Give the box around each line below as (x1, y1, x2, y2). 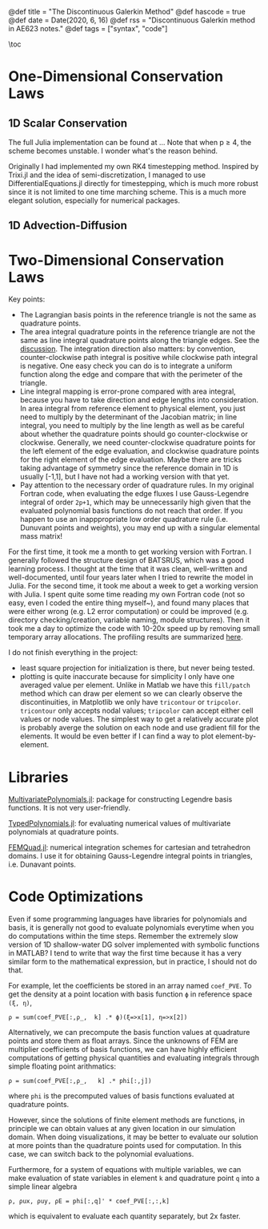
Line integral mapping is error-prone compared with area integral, (19, 386, 236, 396)
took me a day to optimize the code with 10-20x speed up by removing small (8, 624, 260, 633)
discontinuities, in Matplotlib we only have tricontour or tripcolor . (19, 697, 242, 707)
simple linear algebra (8, 1182, 78, 1191)
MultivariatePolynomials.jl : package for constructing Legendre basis (8, 794, 233, 804)
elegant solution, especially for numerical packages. (8, 196, 180, 205)
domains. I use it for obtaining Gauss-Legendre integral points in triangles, (8, 851, 254, 861)
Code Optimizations (8, 887, 144, 906)
